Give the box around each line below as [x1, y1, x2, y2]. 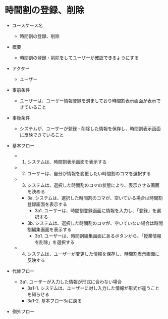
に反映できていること [19, 132, 64, 138]
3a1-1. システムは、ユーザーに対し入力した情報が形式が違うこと [27, 285, 160, 291]
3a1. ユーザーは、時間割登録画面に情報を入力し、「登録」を [34, 207, 157, 213]
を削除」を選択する [34, 239, 75, 245]
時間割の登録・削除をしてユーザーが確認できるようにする [19, 54, 139, 61]
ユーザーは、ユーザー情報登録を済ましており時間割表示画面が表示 [19, 97, 157, 104]
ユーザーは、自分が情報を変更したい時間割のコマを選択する [27, 170, 151, 176]
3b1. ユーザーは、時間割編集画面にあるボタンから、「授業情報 [34, 232, 162, 238]
